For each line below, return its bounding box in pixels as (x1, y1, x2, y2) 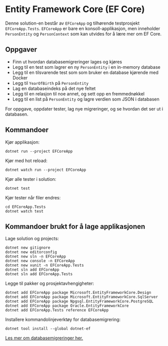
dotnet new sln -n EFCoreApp (5, 254, 66, 259)
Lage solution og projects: (5, 236, 59, 242)
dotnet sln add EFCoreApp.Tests (5, 272, 73, 277)
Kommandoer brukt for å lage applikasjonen (5, 222, 145, 230)
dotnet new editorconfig (5, 250, 57, 255)
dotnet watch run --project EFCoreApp (5, 167, 86, 172)
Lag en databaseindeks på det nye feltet (12, 85, 96, 91)
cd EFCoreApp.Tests (5, 204, 46, 209)
